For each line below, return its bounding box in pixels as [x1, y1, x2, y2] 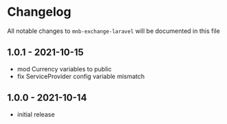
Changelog [7, 4, 72, 20]
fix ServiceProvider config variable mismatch [17, 72, 145, 80]
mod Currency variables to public [17, 64, 112, 73]
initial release [17, 110, 55, 119]
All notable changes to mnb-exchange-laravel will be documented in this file [7, 27, 220, 35]
